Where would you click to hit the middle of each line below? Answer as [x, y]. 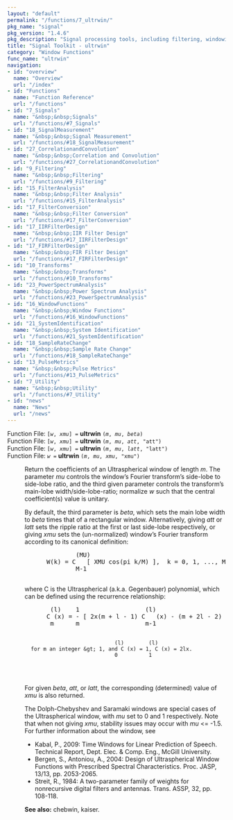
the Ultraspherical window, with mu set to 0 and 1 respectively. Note [121, 716]
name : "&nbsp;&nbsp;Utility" [55, 388]
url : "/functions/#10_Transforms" [63, 278]
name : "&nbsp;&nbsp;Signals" [55, 117]
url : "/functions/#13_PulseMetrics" [66, 375]
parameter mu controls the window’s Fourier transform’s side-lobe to [122, 476]
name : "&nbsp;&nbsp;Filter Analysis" [68, 194]
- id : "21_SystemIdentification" [55, 324]
